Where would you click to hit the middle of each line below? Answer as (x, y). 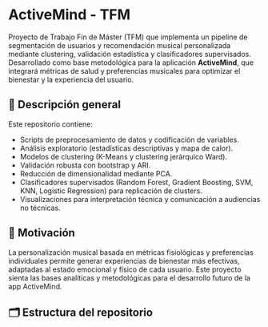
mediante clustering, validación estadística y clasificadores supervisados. (130, 54)
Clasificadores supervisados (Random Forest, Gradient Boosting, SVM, (136, 182)
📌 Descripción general (65, 105)
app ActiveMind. (35, 286)
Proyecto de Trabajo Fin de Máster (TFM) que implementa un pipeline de (128, 37)
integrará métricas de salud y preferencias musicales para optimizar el (124, 71)
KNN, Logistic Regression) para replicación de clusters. (111, 191)
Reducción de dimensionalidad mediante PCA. (96, 173)
